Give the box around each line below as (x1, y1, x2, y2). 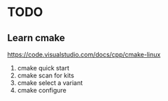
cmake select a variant (17, 79, 83, 87)
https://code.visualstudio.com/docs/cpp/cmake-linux (7, 50, 161, 59)
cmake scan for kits (17, 71, 75, 79)
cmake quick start (17, 64, 70, 72)
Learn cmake (7, 32, 65, 44)
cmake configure (17, 86, 66, 94)
